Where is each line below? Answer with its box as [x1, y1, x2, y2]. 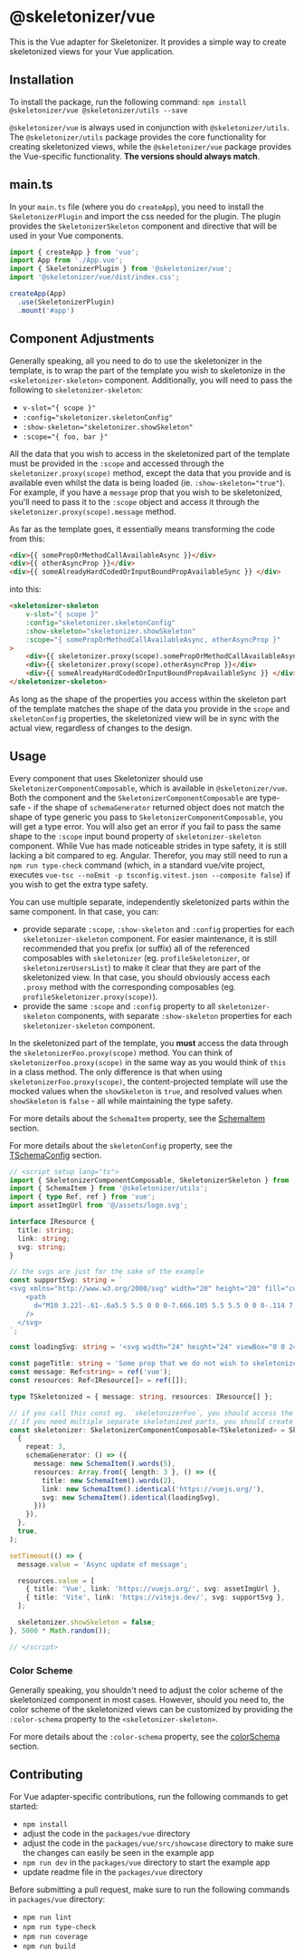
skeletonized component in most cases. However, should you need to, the [9, 1693, 285, 1705]
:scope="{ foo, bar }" [22, 432, 109, 441]
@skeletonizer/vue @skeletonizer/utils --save [9, 106, 188, 115]
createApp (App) [9, 289, 67, 298]
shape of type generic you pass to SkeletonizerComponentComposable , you [9, 811, 283, 822]
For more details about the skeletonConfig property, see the [9, 1140, 233, 1150]
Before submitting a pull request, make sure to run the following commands [9, 1884, 290, 1895]
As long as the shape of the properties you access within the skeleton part [9, 694, 287, 704]
